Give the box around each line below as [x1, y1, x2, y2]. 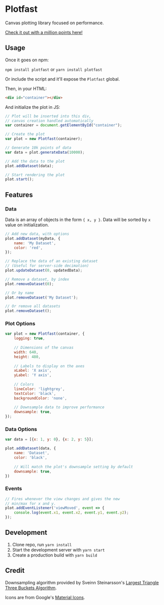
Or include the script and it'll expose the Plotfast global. [5, 76, 120, 82]
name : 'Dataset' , [14, 451, 50, 456]
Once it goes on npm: [5, 57, 49, 63]
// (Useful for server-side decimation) [5, 263, 90, 268]
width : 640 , [14, 349, 38, 354]
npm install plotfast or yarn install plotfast [5, 66, 102, 72]
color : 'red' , [14, 245, 43, 250]
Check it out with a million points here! [5, 29, 83, 35]
